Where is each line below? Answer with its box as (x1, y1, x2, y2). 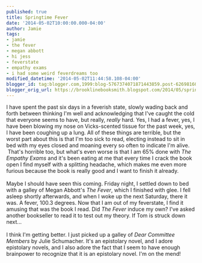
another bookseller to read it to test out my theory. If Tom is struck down (6, 211, 186, 219)
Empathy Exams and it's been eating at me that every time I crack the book (6, 154, 192, 162)
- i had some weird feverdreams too (6, 70, 98, 76)
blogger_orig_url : (6, 87, 52, 93)
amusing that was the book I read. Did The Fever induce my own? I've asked (6, 205, 195, 213)
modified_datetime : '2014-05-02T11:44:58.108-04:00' (6, 76, 141, 82)
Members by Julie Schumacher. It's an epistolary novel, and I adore (6, 237, 173, 244)
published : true (6, 8, 47, 15)
